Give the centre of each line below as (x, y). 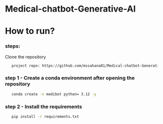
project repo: (26, 66)
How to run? (30, 31)
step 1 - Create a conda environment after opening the (70, 78)
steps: (13, 46)
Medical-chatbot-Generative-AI (70, 9)
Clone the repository (25, 57)
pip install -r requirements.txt (45, 117)
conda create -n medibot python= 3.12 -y (54, 94)
